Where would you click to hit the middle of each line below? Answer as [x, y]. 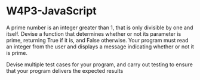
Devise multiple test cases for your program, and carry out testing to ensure [99, 64]
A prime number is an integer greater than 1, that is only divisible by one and [100, 27]
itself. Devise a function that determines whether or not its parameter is [94, 33]
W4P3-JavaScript [51, 11]
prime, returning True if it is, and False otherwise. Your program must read [97, 40]
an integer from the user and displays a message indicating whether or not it [100, 47]
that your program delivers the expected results [65, 70]
